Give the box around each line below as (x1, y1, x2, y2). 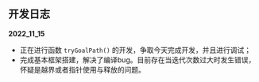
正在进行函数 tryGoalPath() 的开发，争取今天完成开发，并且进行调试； (19, 45, 252, 54)
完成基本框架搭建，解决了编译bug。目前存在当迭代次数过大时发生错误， (19, 54, 256, 65)
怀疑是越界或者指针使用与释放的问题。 (19, 65, 145, 74)
